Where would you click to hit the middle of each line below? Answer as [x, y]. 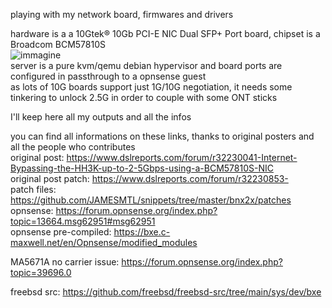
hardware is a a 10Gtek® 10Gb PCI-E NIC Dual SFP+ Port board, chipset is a [165, 33]
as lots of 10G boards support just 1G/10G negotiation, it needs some [151, 87]
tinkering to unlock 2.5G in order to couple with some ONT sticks [144, 97]
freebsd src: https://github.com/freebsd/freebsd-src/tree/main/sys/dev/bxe [166, 292]
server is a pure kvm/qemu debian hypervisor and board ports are [146, 65]
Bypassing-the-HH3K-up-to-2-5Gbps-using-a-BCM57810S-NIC [142, 168]
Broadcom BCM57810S [58, 44]
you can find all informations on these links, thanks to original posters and [162, 136]
